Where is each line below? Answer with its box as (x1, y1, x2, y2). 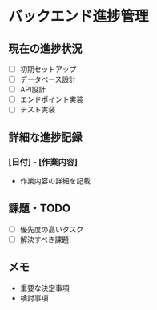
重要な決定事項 (19, 283, 70, 292)
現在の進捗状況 (8, 42, 83, 55)
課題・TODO (8, 202, 70, 215)
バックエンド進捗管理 (8, 7, 150, 26)
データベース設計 (19, 74, 77, 84)
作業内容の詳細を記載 (19, 176, 91, 185)
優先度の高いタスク (19, 224, 84, 234)
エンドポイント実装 (19, 95, 84, 104)
